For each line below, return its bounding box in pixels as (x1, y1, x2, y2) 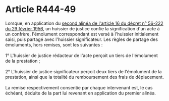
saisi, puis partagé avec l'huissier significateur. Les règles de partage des (5, 36, 158, 42)
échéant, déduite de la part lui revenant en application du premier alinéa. (5, 90, 156, 96)
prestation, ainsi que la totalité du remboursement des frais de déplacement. (5, 74, 164, 80)
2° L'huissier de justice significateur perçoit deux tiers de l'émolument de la (5, 68, 162, 74)
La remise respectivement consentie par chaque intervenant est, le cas (5, 84, 153, 90)
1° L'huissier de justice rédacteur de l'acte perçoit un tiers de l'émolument (5, 52, 158, 59)
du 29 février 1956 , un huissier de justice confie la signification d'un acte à (5, 25, 160, 31)
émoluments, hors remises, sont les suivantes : (5, 41, 103, 47)
